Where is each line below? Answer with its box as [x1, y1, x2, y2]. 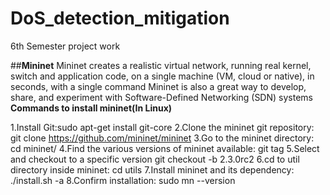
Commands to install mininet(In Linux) [10, 102, 173, 114]
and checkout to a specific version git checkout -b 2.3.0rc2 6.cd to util [10, 153, 300, 165]
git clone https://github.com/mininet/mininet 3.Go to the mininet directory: [10, 132, 315, 144]
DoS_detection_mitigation [10, 7, 230, 30]
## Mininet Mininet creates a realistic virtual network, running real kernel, [10, 59, 312, 71]
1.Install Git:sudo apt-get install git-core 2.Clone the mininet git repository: [10, 121, 315, 133]
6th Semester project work [10, 40, 121, 52]
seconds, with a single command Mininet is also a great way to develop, [10, 80, 307, 92]
